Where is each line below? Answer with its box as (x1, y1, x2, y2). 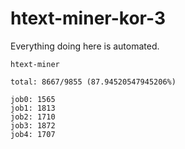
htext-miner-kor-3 (10, 7, 166, 30)
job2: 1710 (10, 112, 56, 122)
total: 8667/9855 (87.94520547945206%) (10, 77, 177, 87)
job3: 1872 (10, 120, 56, 131)
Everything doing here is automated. (10, 40, 160, 52)
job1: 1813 (10, 103, 56, 113)
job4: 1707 (10, 129, 56, 139)
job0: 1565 (10, 94, 56, 104)
